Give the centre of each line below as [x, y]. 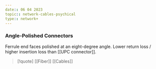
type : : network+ [22, 19]
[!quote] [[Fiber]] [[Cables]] [45, 61]
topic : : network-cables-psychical [41, 14]
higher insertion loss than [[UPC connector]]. [51, 51]
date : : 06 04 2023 [24, 10]
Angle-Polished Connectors [39, 36]
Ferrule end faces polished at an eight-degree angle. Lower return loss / [78, 46]
